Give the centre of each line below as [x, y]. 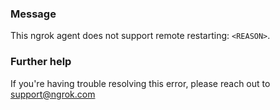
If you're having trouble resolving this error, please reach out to [140, 83]
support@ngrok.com [53, 94]
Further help [41, 62]
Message [33, 14]
